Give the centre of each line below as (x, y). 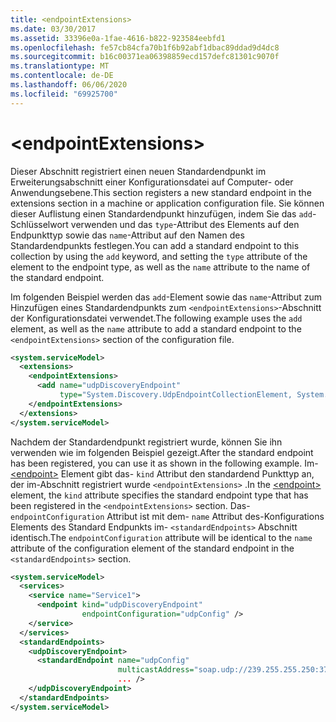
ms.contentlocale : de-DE (62, 76)
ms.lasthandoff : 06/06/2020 (69, 85)
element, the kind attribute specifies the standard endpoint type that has (159, 495)
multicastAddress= (156, 670)
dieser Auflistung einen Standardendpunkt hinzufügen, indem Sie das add (161, 213)
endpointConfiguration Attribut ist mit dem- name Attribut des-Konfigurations (167, 516)
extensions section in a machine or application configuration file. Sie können (167, 203)
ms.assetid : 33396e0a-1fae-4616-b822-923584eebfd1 (118, 38)
